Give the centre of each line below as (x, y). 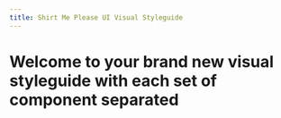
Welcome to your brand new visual (142, 61)
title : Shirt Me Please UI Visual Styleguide (96, 17)
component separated (94, 100)
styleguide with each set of (113, 80)
